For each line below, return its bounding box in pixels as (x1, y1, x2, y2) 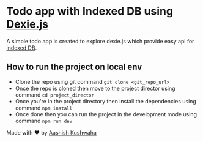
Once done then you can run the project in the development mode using (15, 110, 197, 118)
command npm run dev (15, 117, 73, 124)
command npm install (15, 104, 73, 111)
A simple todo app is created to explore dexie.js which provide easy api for (6, 37, 194, 45)
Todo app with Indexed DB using (6, 4, 173, 18)
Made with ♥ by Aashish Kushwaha (6, 129, 97, 136)
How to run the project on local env (6, 62, 142, 72)
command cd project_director (15, 91, 95, 99)
